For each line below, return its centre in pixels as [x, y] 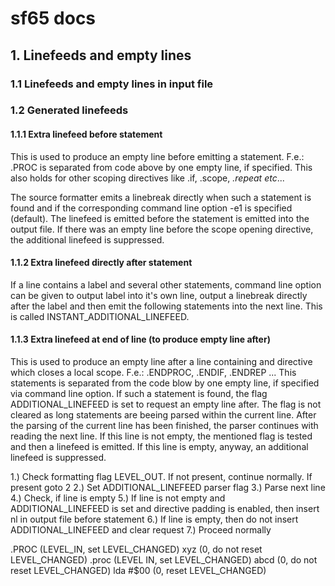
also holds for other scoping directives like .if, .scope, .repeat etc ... [147, 178]
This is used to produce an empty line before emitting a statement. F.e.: [157, 156]
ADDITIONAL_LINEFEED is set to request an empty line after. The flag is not [166, 404]
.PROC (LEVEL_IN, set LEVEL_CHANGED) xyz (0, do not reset [136, 549]
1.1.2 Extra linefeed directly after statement [101, 263]
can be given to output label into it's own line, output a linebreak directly [159, 295]
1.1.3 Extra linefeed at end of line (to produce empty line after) [140, 339]
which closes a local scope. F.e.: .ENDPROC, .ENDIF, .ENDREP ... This [153, 373]
